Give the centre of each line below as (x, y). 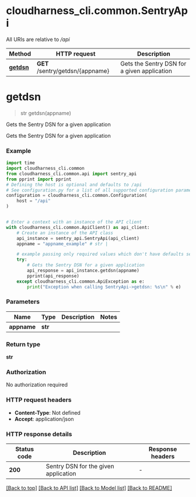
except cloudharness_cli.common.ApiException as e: (80, 281)
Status (24, 449)
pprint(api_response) (53, 276)
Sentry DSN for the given (80, 467)
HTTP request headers (39, 400)
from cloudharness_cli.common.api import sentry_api (71, 173)
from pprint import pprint (39, 179)
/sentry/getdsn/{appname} (73, 71)
